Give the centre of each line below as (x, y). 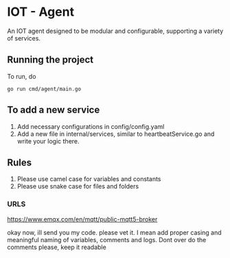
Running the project (50, 60)
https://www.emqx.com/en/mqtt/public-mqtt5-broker (82, 219)
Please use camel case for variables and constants (89, 179)
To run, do (22, 76)
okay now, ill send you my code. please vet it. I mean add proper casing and (114, 232)
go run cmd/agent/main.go (44, 89)
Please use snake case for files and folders (78, 187)
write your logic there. (48, 141)
